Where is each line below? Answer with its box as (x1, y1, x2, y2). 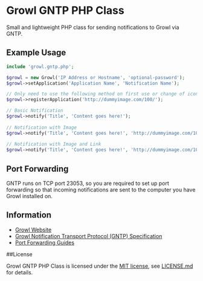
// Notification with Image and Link (6, 141, 101, 147)
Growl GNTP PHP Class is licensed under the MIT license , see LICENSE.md (6, 262, 193, 270)
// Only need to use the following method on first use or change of (6, 91, 185, 97)
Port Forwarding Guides (14, 239, 74, 246)
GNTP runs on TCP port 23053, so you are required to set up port (6, 179, 169, 187)
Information (6, 210, 52, 221)
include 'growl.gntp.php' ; (6, 63, 74, 69)
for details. (6, 268, 33, 276)
